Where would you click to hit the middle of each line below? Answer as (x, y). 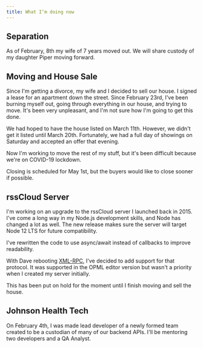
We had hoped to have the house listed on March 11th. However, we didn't (98, 129)
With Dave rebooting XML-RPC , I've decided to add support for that (90, 261)
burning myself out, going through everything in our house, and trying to (97, 104)
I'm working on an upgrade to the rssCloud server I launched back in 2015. (99, 212)
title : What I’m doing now (40, 12)
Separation (28, 37)
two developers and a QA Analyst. (49, 338)
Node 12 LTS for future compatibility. (52, 231)
